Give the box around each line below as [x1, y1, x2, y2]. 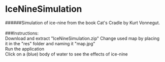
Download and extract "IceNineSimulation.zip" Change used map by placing [5, 35, 160, 41]
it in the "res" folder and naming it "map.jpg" [5, 40, 95, 46]
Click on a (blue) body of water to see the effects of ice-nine [5, 51, 128, 57]
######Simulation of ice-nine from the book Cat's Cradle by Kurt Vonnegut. [5, 20, 160, 26]
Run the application [5, 46, 44, 52]
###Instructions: [5, 30, 39, 36]
